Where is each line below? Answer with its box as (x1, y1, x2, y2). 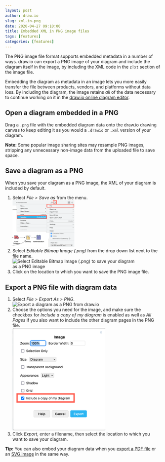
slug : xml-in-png (5, 18, 41, 23)
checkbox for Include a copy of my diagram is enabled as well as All (12, 312, 152, 318)
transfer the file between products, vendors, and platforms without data (5, 84, 151, 90)
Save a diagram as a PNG (5, 167, 83, 175)
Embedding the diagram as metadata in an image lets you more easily (5, 78, 147, 84)
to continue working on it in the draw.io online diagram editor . (5, 94, 130, 100)
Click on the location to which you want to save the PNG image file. (12, 269, 149, 275)
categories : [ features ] (5, 39, 54, 44)
